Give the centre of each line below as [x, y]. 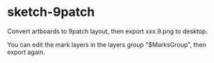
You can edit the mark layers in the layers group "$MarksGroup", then [107, 44]
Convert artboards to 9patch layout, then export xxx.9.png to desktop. [108, 31]
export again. [26, 52]
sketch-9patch [51, 12]
